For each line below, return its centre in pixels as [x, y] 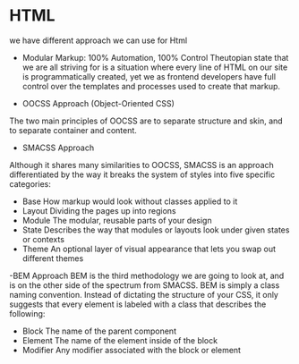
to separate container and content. [73, 130]
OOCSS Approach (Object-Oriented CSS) [98, 103]
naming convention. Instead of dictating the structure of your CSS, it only [144, 294]
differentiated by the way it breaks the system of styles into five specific [142, 174]
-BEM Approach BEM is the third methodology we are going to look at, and [147, 275]
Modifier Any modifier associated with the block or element [132, 350]
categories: [30, 183]
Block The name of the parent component [99, 331]
